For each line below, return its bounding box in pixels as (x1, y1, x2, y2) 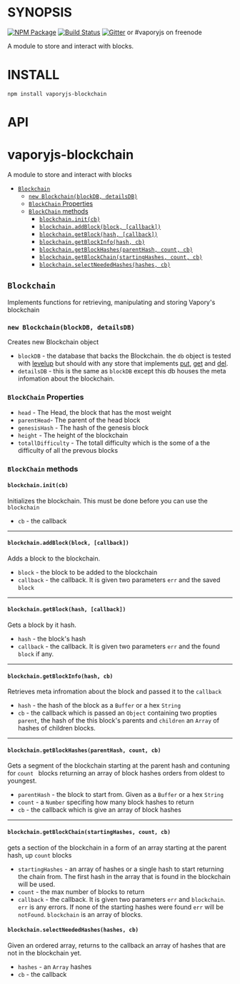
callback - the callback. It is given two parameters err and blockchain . (17, 895, 226, 903)
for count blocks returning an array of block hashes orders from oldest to (7, 769, 225, 778)
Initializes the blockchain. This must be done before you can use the (7, 496, 209, 505)
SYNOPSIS (7, 4, 73, 21)
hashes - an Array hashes (17, 962, 92, 971)
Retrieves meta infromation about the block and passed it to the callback (7, 687, 222, 696)
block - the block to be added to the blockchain (17, 568, 158, 576)
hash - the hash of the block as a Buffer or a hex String (17, 701, 181, 710)
